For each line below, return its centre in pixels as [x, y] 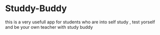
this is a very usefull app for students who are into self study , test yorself [80, 22]
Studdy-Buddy [36, 9]
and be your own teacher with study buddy [49, 27]
